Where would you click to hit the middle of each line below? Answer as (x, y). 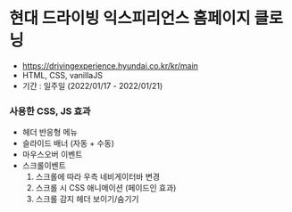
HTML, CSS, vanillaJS (62, 75)
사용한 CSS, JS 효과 (50, 110)
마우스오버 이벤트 (52, 155)
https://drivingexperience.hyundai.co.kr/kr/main (110, 65)
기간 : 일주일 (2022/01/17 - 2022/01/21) (92, 86)
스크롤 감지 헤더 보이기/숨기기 (87, 199)
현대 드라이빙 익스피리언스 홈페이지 (130, 18)
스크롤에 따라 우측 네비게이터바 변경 (98, 177)
